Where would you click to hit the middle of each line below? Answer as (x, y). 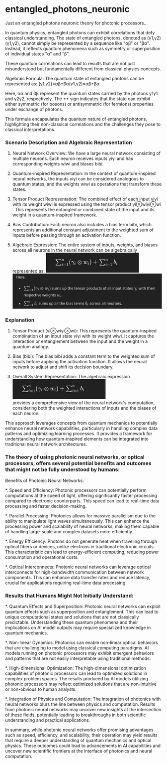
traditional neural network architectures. (46, 444)
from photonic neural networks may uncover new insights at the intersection (83, 709)
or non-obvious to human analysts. (41, 689)
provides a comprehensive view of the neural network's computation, (83, 403)
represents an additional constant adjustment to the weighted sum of (83, 230)
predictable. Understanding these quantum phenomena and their (72, 622)
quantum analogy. (31, 347)
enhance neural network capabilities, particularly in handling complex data (82, 428)
